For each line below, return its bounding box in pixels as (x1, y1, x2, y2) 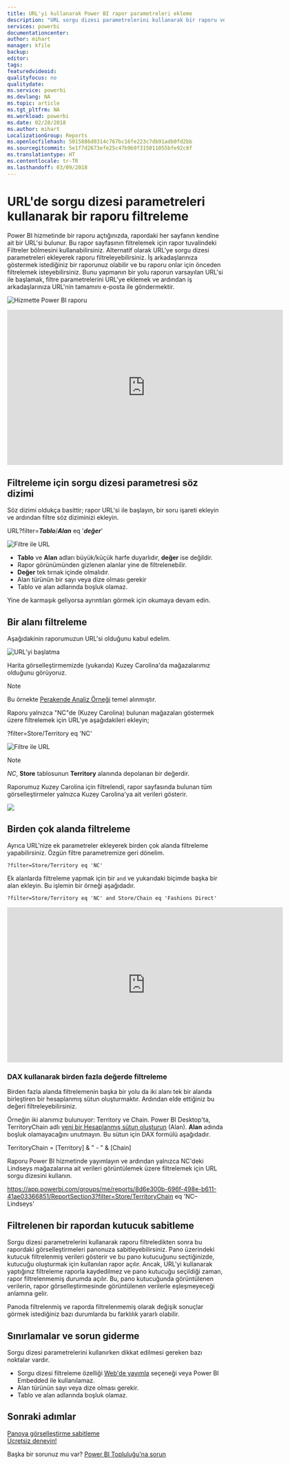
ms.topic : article (7, 100, 60, 107)
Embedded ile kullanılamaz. (17, 1376, 95, 1384)
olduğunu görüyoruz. (7, 668, 67, 677)
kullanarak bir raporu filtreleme (7, 208, 189, 224)
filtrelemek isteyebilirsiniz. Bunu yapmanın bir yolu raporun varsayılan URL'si (7, 268, 224, 276)
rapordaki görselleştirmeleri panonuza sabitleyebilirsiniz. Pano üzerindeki (7, 1246, 215, 1254)
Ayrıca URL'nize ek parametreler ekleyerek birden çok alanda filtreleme (7, 841, 209, 849)
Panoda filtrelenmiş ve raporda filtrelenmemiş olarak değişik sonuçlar (7, 1303, 204, 1311)
